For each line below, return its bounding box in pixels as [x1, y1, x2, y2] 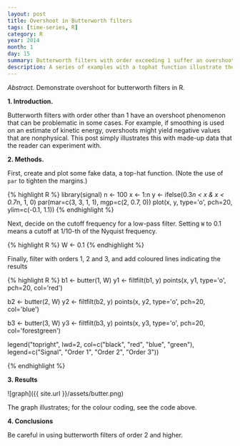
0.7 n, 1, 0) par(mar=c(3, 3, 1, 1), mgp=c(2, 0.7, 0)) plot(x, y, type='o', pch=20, [7, 198, 233, 206]
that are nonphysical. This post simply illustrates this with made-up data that [7, 133, 232, 142]
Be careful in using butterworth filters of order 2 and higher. [7, 430, 184, 439]
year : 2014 [7, 37, 40, 44]
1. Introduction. [7, 97, 54, 106]
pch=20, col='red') [7, 283, 63, 292]
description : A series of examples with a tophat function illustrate [7, 64, 222, 71]
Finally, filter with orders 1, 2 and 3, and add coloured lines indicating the [7, 254, 221, 263]
